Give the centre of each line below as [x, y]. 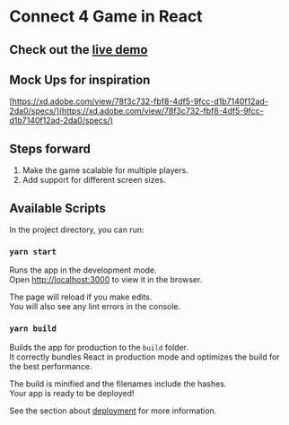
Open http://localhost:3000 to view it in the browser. [106, 280]
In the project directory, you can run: [77, 230]
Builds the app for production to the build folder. [99, 347]
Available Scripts [57, 208]
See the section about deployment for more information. [113, 411]
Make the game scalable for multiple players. [105, 170]
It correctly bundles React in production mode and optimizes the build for [144, 357]
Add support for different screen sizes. [94, 180]
